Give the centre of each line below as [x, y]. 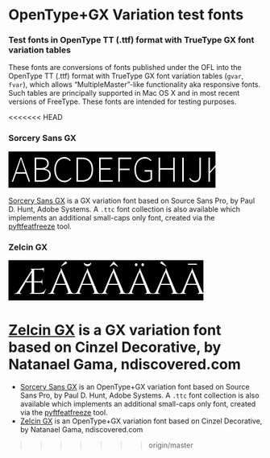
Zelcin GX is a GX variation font [115, 330]
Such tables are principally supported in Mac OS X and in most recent [124, 93]
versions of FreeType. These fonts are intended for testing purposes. [123, 101]
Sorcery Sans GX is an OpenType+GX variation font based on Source [135, 387]
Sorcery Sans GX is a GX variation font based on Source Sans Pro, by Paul [132, 200]
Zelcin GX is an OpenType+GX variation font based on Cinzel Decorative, [141, 421]
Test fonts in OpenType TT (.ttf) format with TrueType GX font [131, 40]
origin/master [171, 445]
